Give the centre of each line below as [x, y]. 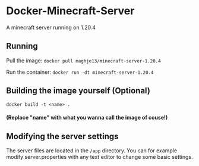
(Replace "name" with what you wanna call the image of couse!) [87, 118]
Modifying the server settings [62, 136]
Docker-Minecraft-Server [70, 11]
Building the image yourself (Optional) [78, 91]
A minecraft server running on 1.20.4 [51, 27]
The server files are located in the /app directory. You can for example [91, 151]
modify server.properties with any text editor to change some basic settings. [99, 156]
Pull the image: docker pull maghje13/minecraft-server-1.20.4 [84, 60]
